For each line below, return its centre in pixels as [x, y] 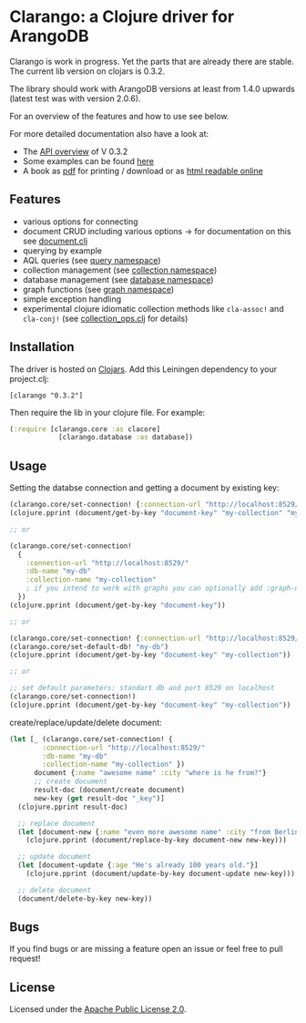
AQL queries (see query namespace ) [92, 260]
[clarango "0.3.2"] [46, 395]
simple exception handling [72, 299]
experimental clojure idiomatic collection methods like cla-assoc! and [153, 308]
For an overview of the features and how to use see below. [119, 116]
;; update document [55, 857]
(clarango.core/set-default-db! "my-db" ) [89, 646]
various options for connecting [80, 222]
